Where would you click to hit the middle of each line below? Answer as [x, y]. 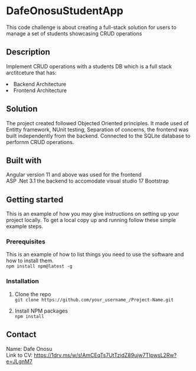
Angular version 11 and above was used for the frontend [74, 175]
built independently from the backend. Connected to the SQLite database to [98, 136]
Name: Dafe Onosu [29, 349]
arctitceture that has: [32, 73]
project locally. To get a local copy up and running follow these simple [91, 220]
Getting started [35, 199]
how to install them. [30, 261]
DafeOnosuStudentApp [65, 11]
